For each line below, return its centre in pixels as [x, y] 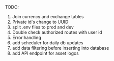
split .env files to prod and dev [43, 27]
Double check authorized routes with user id [57, 32]
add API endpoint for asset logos [45, 53]
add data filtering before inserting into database [60, 48]
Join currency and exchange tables [48, 16]
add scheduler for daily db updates [48, 43]
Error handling [27, 37]
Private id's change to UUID [40, 22]
